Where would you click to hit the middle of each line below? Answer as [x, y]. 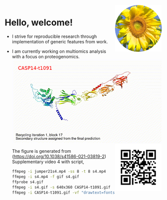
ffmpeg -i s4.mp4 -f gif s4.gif [45, 177]
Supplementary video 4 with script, [48, 162]
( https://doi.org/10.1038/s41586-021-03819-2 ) [59, 157]
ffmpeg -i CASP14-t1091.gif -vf [45, 193]
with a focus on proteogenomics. [46, 56]
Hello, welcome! [39, 23]
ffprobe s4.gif [28, 182]
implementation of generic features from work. [60, 41]
